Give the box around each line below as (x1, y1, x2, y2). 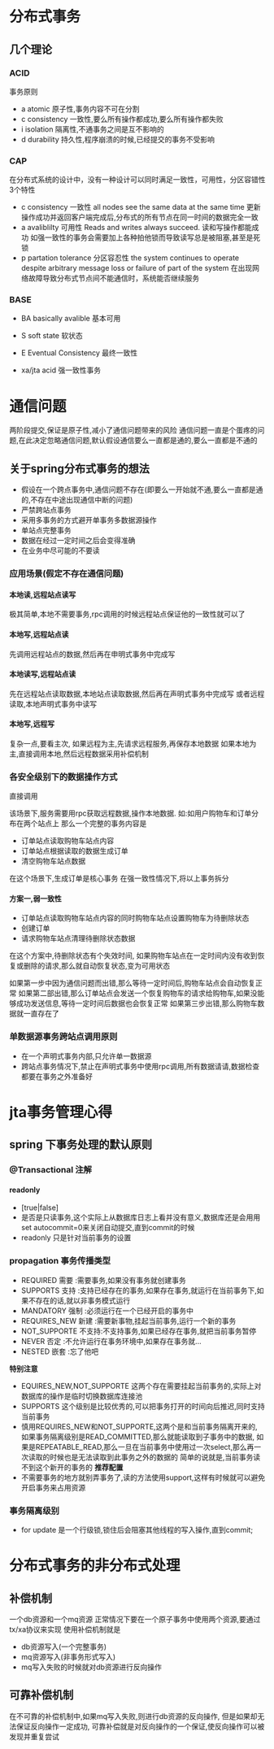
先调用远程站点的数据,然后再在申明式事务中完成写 (9, 649, 176, 659)
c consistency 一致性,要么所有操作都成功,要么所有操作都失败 (20, 114, 224, 124)
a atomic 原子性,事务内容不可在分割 (20, 103, 140, 114)
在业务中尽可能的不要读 (20, 546, 100, 555)
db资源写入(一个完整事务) (20, 1642, 107, 1651)
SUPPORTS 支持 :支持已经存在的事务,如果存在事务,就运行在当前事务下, (20, 1286, 257, 1295)
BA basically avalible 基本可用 (20, 314, 121, 324)
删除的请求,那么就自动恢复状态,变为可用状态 (23, 961, 171, 971)
